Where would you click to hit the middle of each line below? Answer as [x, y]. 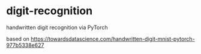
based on [18, 39]
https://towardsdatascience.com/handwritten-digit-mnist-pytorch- [113, 39]
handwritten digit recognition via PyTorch [57, 27]
